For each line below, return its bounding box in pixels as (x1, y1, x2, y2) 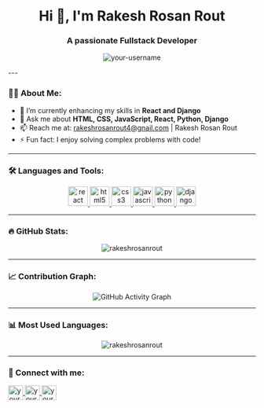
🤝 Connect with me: (8, 367, 85, 378)
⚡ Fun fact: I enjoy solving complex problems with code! (19, 134, 201, 144)
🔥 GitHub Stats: (8, 226, 68, 237)
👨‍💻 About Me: (8, 88, 62, 99)
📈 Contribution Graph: (8, 271, 97, 282)
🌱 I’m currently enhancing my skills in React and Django (19, 105, 201, 115)
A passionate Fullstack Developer (66, 35, 198, 46)
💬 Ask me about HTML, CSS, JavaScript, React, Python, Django (19, 114, 229, 123)
